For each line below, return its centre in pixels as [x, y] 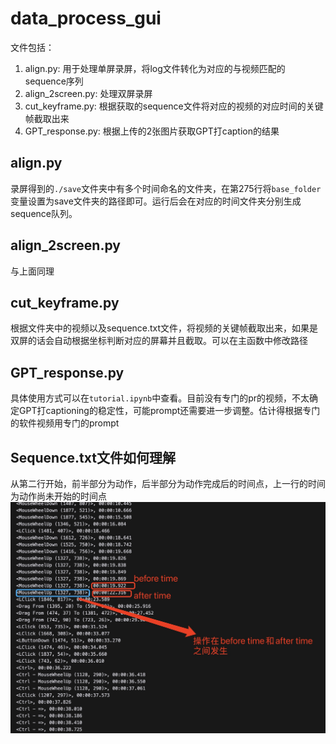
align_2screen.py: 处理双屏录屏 [88, 93]
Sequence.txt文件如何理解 [93, 457]
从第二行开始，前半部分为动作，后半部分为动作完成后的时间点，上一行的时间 [168, 483]
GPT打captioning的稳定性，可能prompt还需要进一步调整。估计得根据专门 [169, 411]
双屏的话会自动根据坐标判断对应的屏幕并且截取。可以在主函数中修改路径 [159, 341]
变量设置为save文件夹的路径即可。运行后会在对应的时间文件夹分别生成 [156, 201]
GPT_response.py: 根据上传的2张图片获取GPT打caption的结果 [152, 131]
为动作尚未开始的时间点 [58, 496]
